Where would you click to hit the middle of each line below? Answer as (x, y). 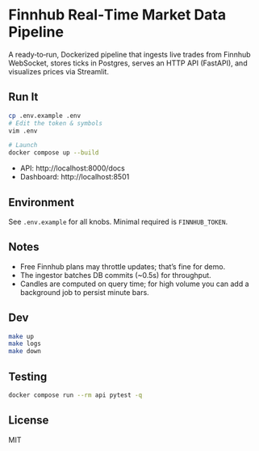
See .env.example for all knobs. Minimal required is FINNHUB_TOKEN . (118, 221)
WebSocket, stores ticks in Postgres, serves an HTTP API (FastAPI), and (128, 63)
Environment (42, 202)
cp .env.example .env (45, 116)
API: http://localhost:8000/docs (72, 168)
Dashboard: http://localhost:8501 (75, 177)
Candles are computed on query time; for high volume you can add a (134, 284)
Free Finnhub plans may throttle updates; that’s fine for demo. (123, 266)
